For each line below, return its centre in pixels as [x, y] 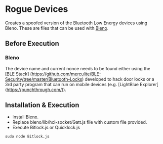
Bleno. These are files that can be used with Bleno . [57, 28]
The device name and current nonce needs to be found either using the [78, 68]
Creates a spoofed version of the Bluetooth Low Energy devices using [76, 23]
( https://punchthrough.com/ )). [36, 90]
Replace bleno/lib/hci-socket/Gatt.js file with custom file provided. [80, 122]
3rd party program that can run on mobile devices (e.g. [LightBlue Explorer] [82, 84]
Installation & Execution [42, 105]
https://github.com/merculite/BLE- [66, 74]
